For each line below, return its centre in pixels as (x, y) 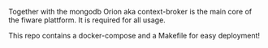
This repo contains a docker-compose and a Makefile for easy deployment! (134, 36)
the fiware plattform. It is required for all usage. (87, 20)
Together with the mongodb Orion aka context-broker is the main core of (130, 12)
